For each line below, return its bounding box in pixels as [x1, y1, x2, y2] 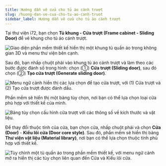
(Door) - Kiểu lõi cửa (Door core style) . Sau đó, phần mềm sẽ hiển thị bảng [5, 130, 159, 136]
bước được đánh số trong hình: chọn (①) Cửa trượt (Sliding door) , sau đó [5, 65, 157, 71]
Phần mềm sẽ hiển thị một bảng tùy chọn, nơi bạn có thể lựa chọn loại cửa [5, 95, 157, 101]
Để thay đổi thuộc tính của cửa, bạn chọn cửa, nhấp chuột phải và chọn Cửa [5, 124, 161, 130]
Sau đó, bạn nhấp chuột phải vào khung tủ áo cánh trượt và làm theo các [5, 60, 154, 66]
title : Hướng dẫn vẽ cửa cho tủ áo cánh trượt [5, 7, 103, 12]
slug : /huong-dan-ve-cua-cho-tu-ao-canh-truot [5, 12, 103, 17]
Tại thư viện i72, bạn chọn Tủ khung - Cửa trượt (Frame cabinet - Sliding [5, 30, 155, 36]
